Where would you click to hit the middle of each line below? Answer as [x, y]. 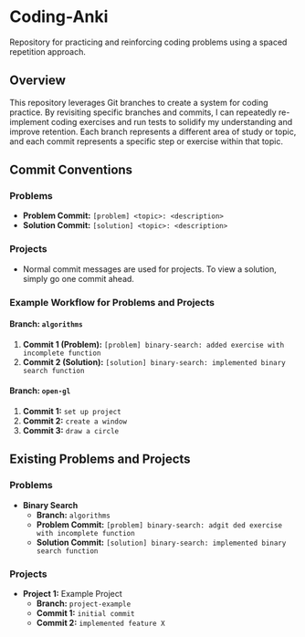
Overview [38, 81]
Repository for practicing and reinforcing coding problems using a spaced [148, 42]
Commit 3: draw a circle [71, 431]
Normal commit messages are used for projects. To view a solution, [149, 269]
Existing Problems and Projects [100, 459]
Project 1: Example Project [73, 594]
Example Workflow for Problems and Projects [112, 302]
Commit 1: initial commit [85, 613]
